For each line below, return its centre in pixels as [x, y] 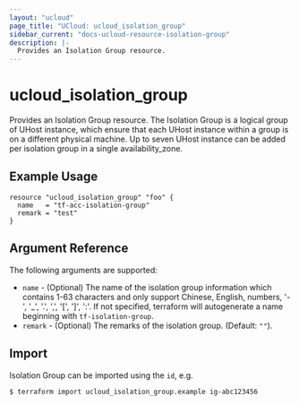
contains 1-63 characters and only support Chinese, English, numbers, [152, 297]
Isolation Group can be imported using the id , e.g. [102, 375]
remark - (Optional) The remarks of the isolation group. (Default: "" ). [147, 325]
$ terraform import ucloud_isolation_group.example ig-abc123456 [133, 392]
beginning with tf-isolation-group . [88, 315]
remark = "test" [47, 213]
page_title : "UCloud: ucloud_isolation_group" [98, 26]
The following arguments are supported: [84, 270]
